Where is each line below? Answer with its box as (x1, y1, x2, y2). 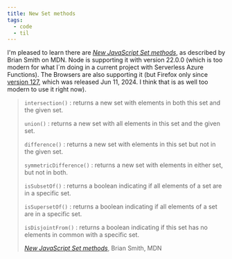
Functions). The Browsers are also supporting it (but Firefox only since (7, 71, 208, 79)
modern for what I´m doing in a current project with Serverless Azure (7, 63, 204, 71)
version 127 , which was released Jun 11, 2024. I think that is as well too (7, 78, 208, 87)
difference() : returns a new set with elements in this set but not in (24, 140, 216, 149)
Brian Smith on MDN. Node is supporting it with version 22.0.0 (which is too (7, 56, 223, 64)
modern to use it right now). (7, 85, 87, 93)
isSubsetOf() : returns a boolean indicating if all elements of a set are (24, 181, 222, 190)
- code (13, 23, 33, 30)
